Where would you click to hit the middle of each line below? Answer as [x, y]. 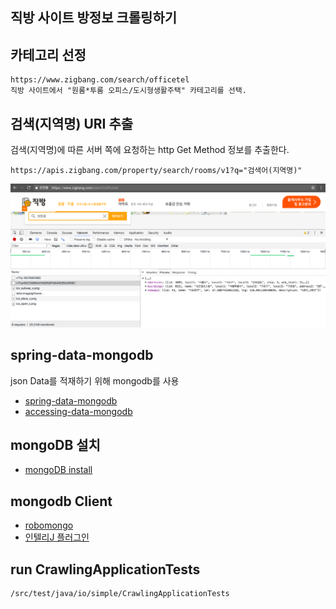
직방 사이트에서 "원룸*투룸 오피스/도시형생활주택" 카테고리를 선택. [128, 91]
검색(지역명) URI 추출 [72, 123]
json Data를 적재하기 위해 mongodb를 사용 [95, 380]
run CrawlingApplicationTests [105, 569]
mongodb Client [61, 501]
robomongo [49, 525]
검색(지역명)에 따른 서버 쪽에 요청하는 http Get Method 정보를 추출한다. [150, 150]
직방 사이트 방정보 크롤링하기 [94, 18]
